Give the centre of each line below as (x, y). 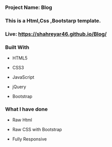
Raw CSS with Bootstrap (37, 130)
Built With (17, 47)
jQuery (19, 87)
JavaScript (23, 77)
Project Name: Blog (29, 7)
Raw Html (22, 120)
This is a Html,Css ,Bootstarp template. (53, 20)
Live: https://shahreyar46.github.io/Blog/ (56, 34)
